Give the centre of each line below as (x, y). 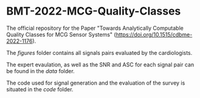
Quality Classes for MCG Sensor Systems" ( (61, 34)
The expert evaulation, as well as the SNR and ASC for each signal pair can (100, 65)
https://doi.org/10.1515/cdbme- (154, 34)
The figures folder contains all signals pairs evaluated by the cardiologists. (99, 52)
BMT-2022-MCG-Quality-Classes (94, 11)
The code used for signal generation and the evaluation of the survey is (96, 83)
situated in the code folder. (40, 89)
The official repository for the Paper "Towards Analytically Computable (95, 28)
